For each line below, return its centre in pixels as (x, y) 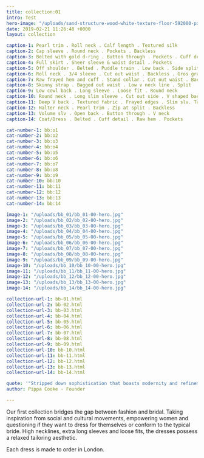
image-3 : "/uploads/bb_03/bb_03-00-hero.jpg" (65, 226)
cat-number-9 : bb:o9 (32, 175)
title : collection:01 (34, 12)
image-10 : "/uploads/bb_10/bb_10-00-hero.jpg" (66, 265)
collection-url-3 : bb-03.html (45, 310)
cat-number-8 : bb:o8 (32, 170)
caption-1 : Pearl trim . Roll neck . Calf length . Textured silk (92, 46)
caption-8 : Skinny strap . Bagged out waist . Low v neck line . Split (99, 85)
